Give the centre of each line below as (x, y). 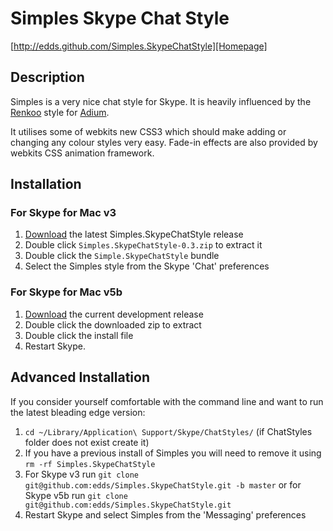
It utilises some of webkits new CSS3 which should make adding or (148, 131)
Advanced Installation (80, 377)
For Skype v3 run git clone (81, 474)
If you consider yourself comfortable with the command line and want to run (167, 401)
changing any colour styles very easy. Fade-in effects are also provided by (164, 142)
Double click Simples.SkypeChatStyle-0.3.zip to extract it (143, 245)
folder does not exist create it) (87, 442)
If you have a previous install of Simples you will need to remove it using (173, 453)
